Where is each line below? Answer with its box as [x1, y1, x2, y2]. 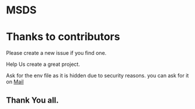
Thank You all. [6, 95, 60, 105]
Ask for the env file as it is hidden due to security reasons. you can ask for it [6, 72, 189, 79]
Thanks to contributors [6, 30, 120, 44]
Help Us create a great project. [6, 61, 81, 68]
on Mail [6, 78, 24, 85]
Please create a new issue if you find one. [6, 50, 107, 57]
